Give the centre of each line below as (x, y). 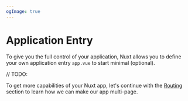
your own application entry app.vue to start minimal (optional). (81, 62)
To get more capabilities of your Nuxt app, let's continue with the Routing (94, 85)
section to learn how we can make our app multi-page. (72, 92)
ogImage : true (23, 11)
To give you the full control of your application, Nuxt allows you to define (94, 57)
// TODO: (17, 74)
